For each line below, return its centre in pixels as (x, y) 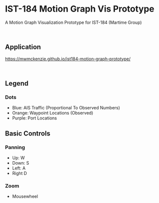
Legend (17, 84)
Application (23, 47)
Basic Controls (28, 133)
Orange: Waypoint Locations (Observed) (53, 113)
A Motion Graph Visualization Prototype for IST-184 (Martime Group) (73, 22)
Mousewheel (25, 196)
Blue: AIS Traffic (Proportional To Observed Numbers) (66, 108)
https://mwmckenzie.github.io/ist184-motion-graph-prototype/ (68, 59)
